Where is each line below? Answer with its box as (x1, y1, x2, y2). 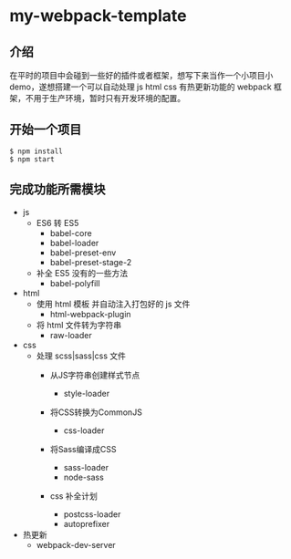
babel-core (49, 227, 93, 238)
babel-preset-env (49, 247, 117, 258)
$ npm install (9, 147, 64, 156)
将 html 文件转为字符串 (36, 319, 121, 330)
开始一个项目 (9, 122, 82, 138)
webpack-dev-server (36, 539, 116, 550)
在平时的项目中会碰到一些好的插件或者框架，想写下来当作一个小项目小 (9, 70, 274, 80)
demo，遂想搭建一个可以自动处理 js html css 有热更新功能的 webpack (9, 81, 272, 92)
